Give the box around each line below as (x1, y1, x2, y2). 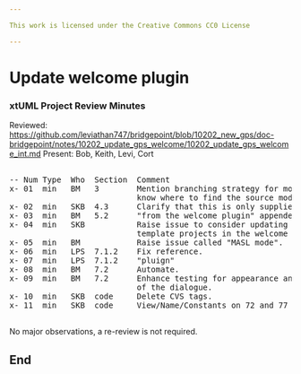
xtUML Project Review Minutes (9, 100, 146, 112)
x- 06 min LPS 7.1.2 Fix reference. (9, 247, 203, 257)
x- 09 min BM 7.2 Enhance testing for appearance (9, 274, 279, 283)
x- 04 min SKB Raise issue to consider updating (9, 220, 288, 230)
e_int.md (9, 149, 42, 160)
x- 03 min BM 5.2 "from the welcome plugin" (9, 211, 255, 221)
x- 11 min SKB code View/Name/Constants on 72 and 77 (9, 300, 288, 310)
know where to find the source (136, 193, 275, 203)
